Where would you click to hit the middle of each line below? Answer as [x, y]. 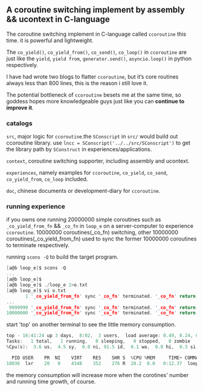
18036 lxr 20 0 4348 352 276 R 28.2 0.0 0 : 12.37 [94, 363]
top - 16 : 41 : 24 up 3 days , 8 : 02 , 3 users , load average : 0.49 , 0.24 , [100, 336]
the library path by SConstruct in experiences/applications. [79, 149]
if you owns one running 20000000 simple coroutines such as [84, 219]
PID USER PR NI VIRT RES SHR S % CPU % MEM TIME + [97, 358]
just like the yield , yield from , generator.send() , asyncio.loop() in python [99, 58]
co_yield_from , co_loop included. [47, 179]
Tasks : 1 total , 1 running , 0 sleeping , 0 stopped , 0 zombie [98, 341]
